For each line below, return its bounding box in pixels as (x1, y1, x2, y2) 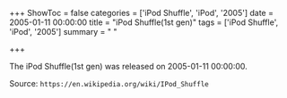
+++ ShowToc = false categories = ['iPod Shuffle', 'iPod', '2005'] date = (9, 8, 274, 18)
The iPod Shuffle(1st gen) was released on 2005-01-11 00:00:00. (9, 61, 248, 71)
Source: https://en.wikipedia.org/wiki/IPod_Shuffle (9, 78, 209, 88)
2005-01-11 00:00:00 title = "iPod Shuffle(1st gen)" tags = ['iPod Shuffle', (9, 17, 279, 28)
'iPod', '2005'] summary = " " (9, 27, 117, 37)
